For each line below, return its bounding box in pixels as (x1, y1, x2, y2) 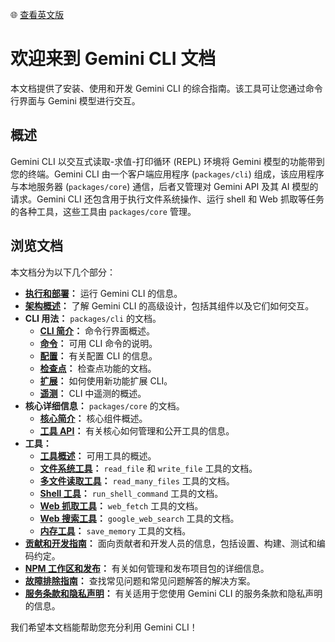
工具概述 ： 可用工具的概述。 (39, 449, 157, 462)
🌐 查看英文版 (10, 9, 65, 20)
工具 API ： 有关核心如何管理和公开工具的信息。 (39, 424, 235, 437)
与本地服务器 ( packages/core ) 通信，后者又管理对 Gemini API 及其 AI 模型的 (10, 180, 319, 192)
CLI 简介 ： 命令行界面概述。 (39, 324, 156, 337)
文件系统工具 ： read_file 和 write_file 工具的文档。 (39, 462, 258, 474)
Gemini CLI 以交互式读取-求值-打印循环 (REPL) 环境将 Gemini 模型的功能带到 (10, 155, 325, 167)
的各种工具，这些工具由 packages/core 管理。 (10, 205, 197, 217)
